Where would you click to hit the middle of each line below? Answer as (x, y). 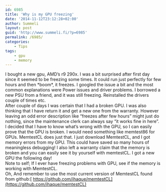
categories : (17, 42)
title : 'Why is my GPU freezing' (40, 14)
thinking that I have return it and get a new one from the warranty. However (82, 111)
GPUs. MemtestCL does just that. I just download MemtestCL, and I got (78, 137)
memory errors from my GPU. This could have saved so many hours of (77, 142)
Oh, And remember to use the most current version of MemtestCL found (79, 174)
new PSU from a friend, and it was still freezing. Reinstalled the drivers (77, 95)
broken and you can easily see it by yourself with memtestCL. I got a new (80, 153)
